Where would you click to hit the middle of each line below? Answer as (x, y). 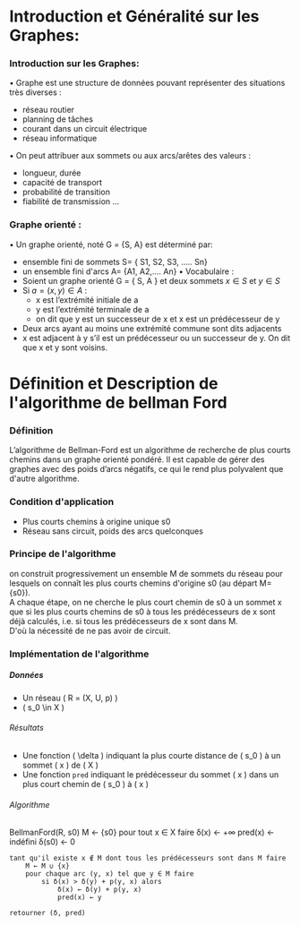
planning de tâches (58, 119)
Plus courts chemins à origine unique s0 (96, 521)
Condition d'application (62, 502)
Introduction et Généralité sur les (134, 17)
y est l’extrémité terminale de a (92, 309)
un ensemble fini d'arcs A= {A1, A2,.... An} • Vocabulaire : (128, 271)
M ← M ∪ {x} (47, 866)
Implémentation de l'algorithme (79, 654)
